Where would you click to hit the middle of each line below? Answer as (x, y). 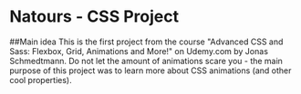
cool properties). (41, 80)
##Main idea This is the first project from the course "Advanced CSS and (146, 42)
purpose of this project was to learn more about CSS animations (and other (150, 70)
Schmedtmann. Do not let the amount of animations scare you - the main (146, 61)
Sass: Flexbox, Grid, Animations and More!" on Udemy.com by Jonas (139, 51)
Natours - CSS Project (94, 17)
